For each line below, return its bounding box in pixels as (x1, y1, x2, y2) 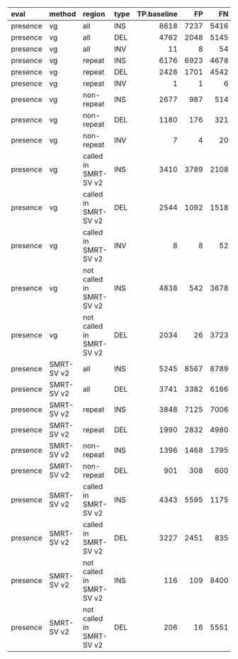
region (82, 9, 106, 18)
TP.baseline (137, 9, 178, 18)
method (49, 9, 76, 18)
